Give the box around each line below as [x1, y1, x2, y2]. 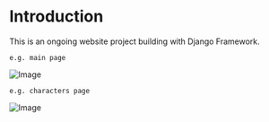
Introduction [9, 6, 104, 27]
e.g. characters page [9, 86, 91, 95]
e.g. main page [9, 53, 66, 62]
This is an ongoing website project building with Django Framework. [9, 36, 260, 47]
